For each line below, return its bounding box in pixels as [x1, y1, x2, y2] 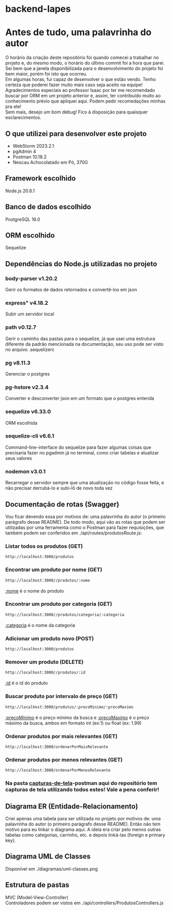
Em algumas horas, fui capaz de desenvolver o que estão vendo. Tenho [5, 76, 156, 83]
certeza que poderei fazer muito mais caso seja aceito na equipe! [5, 82, 143, 88]
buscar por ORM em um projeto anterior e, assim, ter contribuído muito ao [5, 93, 161, 99]
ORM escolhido [5, 231, 55, 240]
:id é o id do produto [5, 680, 48, 686]
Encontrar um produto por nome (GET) [5, 566, 103, 573]
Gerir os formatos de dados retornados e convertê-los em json [5, 287, 137, 293]
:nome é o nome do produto [5, 588, 64, 594]
